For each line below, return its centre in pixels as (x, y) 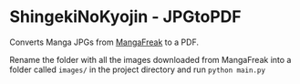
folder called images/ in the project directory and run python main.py (138, 69)
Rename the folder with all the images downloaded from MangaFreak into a (150, 59)
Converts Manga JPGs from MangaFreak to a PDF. (104, 42)
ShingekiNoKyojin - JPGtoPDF (125, 17)
